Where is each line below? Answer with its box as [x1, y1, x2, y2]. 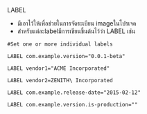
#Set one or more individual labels [7, 41, 113, 48]
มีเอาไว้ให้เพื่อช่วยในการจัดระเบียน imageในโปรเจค [17, 19, 137, 27]
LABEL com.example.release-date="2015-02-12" [7, 89, 141, 96]
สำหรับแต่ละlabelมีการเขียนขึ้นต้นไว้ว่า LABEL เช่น [17, 27, 136, 35]
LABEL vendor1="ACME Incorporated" [7, 65, 110, 72]
